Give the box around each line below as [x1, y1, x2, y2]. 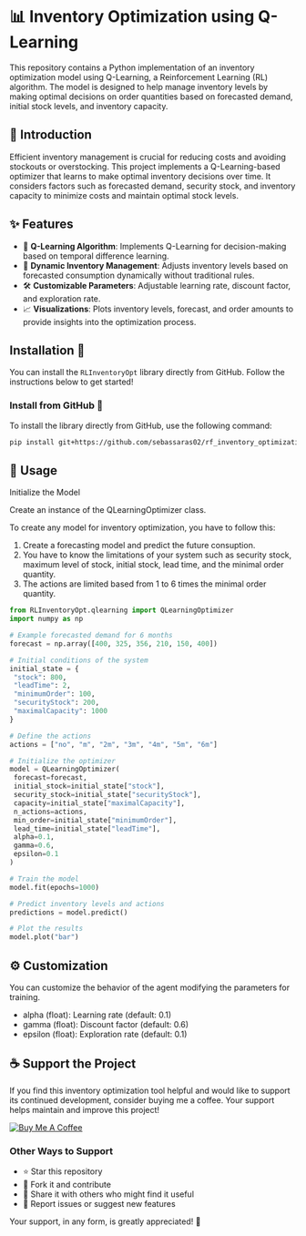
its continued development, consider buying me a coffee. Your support [9, 1094, 275, 1106]
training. [9, 992, 41, 1003]
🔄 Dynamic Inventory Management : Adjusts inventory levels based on [22, 260, 289, 271]
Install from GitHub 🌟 [9, 399, 103, 412]
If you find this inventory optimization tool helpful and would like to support [9, 1085, 291, 1096]
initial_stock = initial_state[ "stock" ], [13, 781, 166, 792]
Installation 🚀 [9, 342, 86, 358]
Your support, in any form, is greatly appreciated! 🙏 [9, 1216, 201, 1227]
